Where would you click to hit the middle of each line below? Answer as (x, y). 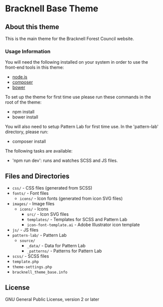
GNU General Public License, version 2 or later (52, 299)
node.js (20, 77)
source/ (27, 241)
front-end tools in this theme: (35, 68)
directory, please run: (27, 132)
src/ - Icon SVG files (48, 214)
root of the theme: (23, 102)
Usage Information (28, 51)
